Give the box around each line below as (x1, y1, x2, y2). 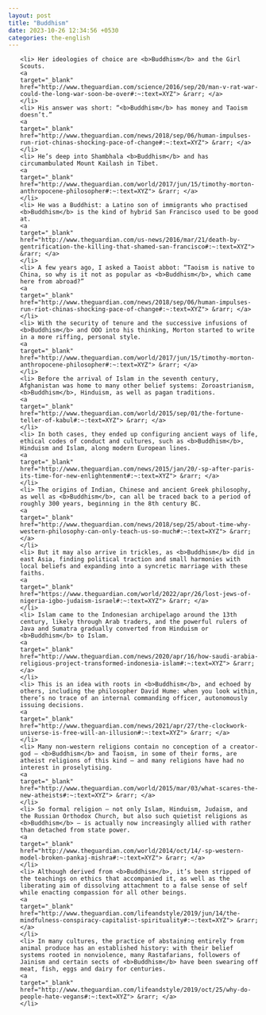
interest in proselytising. (19, 763, 113, 772)
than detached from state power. (19, 826, 131, 834)
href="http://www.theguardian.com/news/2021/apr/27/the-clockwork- (19, 722, 248, 730)
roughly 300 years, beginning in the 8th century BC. (19, 500, 202, 508)
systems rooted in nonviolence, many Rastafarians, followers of (19, 952, 241, 959)
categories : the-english (8, 33, 91, 42)
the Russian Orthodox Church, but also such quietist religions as (19, 813, 248, 821)
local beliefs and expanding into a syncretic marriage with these (19, 563, 248, 571)
